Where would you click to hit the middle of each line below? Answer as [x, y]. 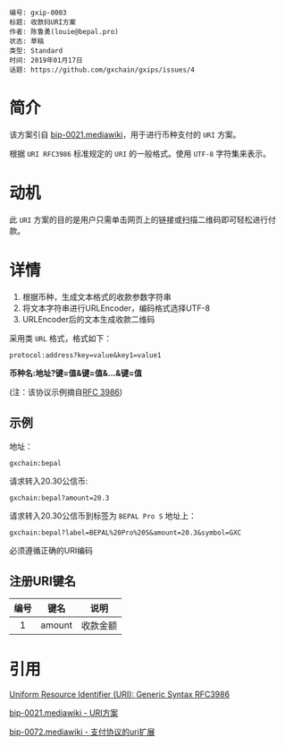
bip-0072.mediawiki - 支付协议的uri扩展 [82, 732]
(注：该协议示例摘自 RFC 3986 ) [66, 391]
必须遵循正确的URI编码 [51, 550]
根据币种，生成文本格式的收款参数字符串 [96, 296]
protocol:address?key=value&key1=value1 [86, 355]
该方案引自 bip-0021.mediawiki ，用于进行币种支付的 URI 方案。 [125, 134]
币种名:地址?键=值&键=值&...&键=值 [76, 373]
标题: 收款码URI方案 [43, 22]
